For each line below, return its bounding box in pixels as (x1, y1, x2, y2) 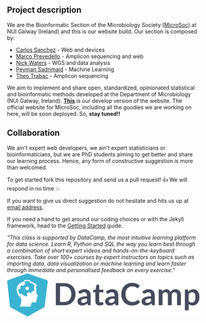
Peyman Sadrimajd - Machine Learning (15, 66, 115, 73)
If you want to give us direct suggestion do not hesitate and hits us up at (7, 197, 189, 204)
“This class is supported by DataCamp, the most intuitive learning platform (7, 234, 196, 241)
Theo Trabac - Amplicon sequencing (15, 72, 109, 79)
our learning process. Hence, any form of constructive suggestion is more (7, 157, 193, 164)
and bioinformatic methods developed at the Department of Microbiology (7, 90, 191, 97)
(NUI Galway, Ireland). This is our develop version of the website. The (7, 97, 183, 104)
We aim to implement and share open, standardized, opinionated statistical (7, 84, 195, 91)
